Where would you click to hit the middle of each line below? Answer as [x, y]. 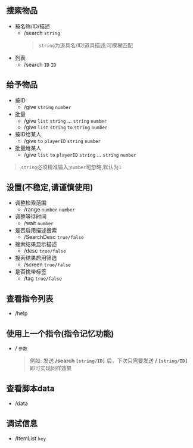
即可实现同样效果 [51, 368]
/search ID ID [40, 64]
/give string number [47, 107]
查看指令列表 [30, 299]
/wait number [38, 223]
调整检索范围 [30, 203]
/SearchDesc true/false [54, 237]
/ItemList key [30, 438]
